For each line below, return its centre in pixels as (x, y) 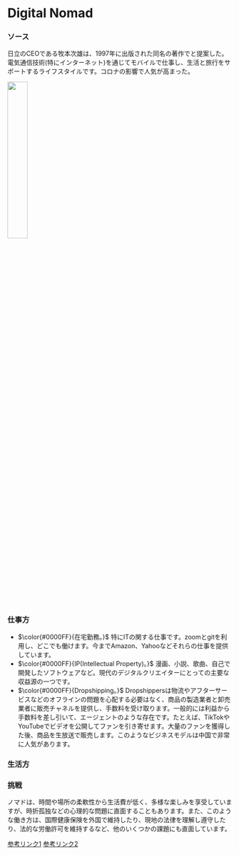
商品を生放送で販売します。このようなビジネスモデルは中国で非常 (133, 735)
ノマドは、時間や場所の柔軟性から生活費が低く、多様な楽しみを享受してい (117, 802)
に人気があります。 (46, 744)
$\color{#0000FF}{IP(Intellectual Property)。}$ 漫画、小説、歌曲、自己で (124, 663)
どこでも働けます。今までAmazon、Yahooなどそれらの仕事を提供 (132, 646)
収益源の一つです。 (46, 681)
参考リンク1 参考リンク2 (43, 844)
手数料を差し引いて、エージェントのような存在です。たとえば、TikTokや (124, 717)
